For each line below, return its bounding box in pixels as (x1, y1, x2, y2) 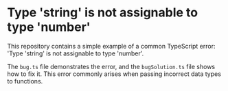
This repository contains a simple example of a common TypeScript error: (7, 42, 216, 50)
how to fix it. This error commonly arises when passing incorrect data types (7, 70, 222, 78)
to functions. (7, 77, 43, 85)
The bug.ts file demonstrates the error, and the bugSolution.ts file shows (7, 62, 215, 70)
